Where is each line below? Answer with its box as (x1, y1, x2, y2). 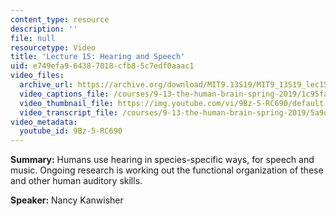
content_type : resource (10, 14, 110, 25)
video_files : (10, 71, 65, 81)
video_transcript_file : (19, 107, 118, 118)
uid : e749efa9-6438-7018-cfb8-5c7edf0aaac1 (10, 61, 195, 71)
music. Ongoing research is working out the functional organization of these (10, 164, 324, 176)
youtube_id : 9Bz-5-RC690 (19, 126, 123, 136)
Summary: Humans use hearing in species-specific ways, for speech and (10, 154, 315, 166)
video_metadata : (10, 117, 78, 127)
